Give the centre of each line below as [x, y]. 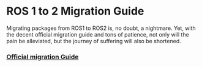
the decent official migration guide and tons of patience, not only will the [98, 34]
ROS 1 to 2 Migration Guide [75, 11]
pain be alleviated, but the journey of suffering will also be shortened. [94, 41]
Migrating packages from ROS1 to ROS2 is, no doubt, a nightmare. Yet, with [101, 28]
